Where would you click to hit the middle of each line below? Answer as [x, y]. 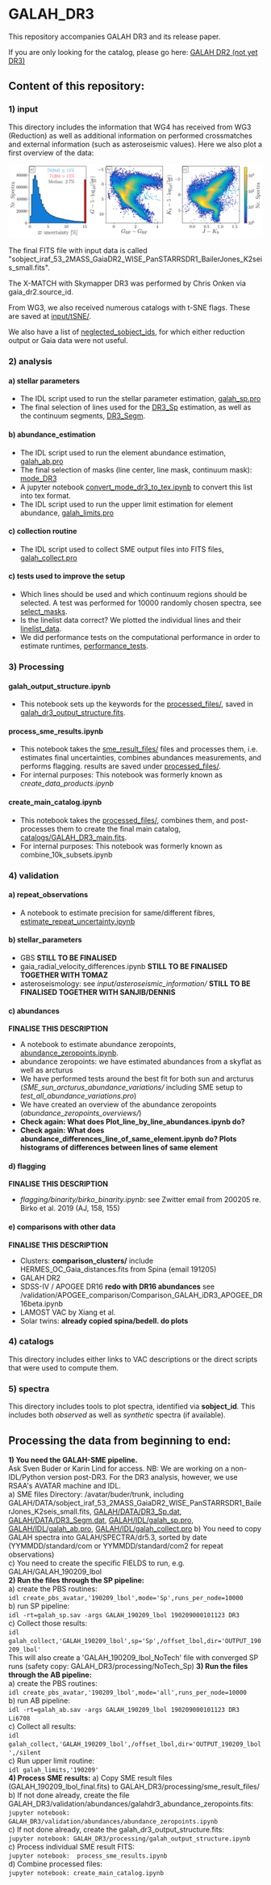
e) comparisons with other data [62, 1226]
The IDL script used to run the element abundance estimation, [123, 452]
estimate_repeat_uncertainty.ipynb [77, 921]
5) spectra [29, 1388]
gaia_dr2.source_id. [41, 292]
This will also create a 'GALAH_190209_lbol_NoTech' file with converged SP [133, 1657]
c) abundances [34, 1010]
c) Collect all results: [42, 1726]
